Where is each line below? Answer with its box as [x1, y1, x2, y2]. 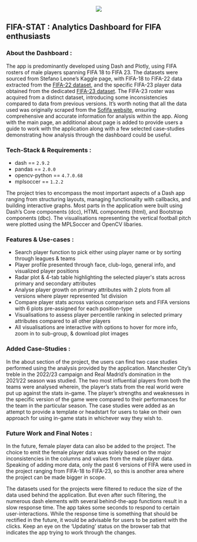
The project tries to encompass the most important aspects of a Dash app [6, 189, 185, 197]
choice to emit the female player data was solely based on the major [6, 448, 172, 455]
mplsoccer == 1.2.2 [14, 178, 64, 185]
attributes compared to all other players [14, 318, 111, 325]
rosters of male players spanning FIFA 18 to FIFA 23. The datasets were [6, 68, 178, 76]
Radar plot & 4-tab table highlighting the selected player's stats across [14, 274, 186, 281]
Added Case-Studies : [6, 345, 71, 353]
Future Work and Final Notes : [6, 429, 93, 437]
